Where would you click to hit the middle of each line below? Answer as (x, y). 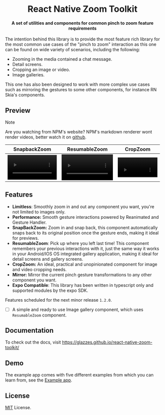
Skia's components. (25, 95)
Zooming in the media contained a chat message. (62, 59)
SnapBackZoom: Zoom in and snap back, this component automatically (85, 227)
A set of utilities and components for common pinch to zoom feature (82, 23)
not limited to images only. (39, 212)
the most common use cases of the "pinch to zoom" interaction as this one (81, 44)
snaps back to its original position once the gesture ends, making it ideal (85, 233)
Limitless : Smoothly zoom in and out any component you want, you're (83, 207)
